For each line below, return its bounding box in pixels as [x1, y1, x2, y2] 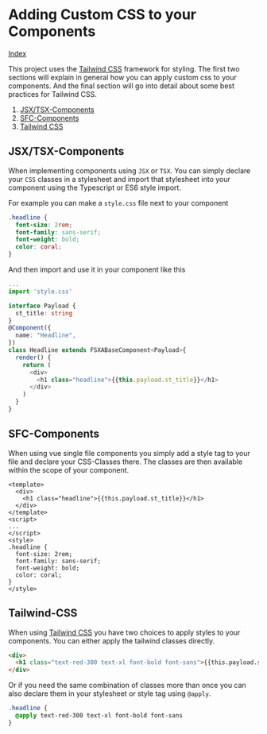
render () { [15, 353, 52, 361]
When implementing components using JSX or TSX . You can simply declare [8, 165, 251, 176]
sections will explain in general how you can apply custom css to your [8, 72, 237, 82]
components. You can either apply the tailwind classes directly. [8, 635, 215, 645]
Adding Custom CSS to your [8, 6, 197, 24]
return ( [22, 361, 52, 369]
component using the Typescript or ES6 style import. [8, 183, 181, 192]
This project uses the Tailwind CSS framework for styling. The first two [8, 64, 240, 73]
